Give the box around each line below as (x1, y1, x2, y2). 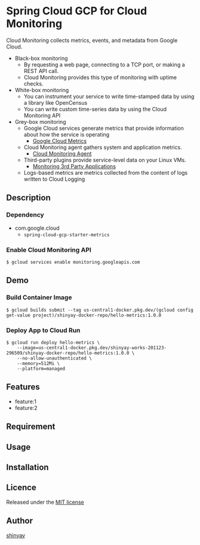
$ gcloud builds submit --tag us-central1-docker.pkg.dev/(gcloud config (6, 307, 194, 313)
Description (6, 193, 51, 203)
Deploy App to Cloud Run (6, 326, 81, 334)
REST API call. (23, 67, 59, 74)
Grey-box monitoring (14, 118, 66, 125)
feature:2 (14, 404, 38, 411)
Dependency (6, 211, 45, 219)
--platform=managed (17, 366, 66, 372)
